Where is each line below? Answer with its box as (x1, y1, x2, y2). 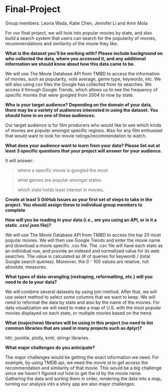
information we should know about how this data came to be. (5, 61, 135, 67)
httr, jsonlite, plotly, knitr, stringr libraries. (5, 335, 90, 341)
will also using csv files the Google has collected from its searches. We (5, 81, 152, 87)
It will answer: (5, 157, 34, 164)
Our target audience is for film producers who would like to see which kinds (5, 122, 161, 128)
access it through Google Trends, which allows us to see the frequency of (5, 86, 158, 92)
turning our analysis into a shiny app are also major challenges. (5, 380, 135, 387)
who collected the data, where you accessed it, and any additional (5, 55, 146, 61)
